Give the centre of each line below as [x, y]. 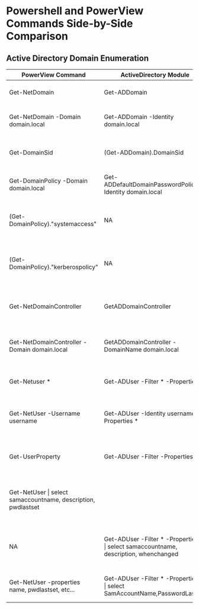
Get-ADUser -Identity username [150, 413]
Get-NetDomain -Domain [45, 117]
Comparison [37, 36]
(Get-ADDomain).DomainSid [144, 153]
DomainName [123, 349]
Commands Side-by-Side [70, 23]
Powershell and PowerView [75, 11]
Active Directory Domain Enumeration [78, 58]
